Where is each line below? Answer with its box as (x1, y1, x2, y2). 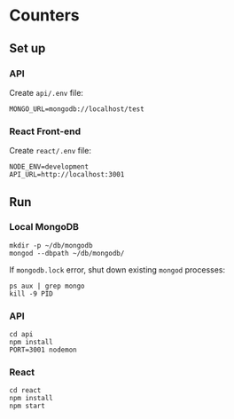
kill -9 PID (9, 289, 53, 298)
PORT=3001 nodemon (9, 345, 77, 355)
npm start (9, 401, 46, 411)
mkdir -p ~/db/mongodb (9, 241, 93, 249)
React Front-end (9, 125, 82, 138)
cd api (9, 330, 34, 339)
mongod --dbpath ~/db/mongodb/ (9, 249, 125, 257)
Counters (9, 5, 80, 26)
